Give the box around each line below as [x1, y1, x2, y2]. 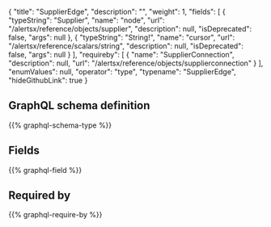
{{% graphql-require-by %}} [8, 210, 103, 220]
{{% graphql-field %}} [8, 165, 83, 174]
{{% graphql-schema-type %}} [8, 120, 112, 130]
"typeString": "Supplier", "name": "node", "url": [8, 15, 165, 25]
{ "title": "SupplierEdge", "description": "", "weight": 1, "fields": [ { [8, 7, 226, 16]
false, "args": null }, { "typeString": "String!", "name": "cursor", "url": [8, 32, 235, 42]
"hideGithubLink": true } [8, 76, 88, 85]
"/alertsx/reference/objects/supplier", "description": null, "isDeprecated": [8, 24, 252, 33]
